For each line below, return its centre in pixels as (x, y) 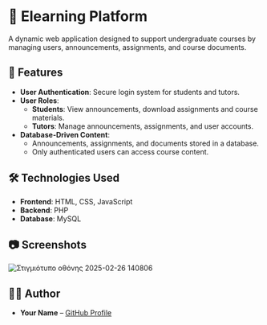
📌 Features (36, 73)
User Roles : (39, 101)
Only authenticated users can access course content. (120, 151)
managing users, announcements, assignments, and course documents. (127, 47)
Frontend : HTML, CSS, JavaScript (76, 201)
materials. (48, 117)
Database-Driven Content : (65, 134)
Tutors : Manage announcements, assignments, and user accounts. (143, 126)
